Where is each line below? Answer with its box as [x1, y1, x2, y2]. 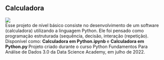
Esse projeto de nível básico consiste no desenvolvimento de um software [5, 22, 159, 28]
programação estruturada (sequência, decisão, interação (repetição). [5, 32, 149, 39]
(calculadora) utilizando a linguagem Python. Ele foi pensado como [5, 27, 144, 33]
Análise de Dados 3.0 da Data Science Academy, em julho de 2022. [5, 48, 145, 54]
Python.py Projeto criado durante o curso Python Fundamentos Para [5, 43, 148, 49]
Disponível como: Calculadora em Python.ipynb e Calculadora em [5, 38, 144, 44]
